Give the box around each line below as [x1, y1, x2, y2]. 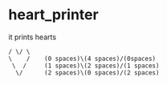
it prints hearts [8, 32, 57, 42]
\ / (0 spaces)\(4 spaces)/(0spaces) [8, 55, 157, 63]
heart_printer [8, 6, 99, 24]
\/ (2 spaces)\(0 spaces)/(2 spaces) [15, 68, 160, 77]
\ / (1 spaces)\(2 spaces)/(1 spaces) [11, 62, 160, 70]
